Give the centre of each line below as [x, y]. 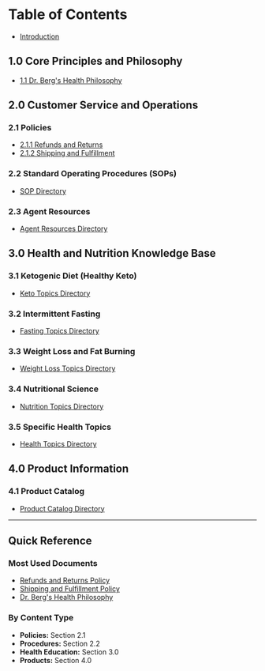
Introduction [39, 36]
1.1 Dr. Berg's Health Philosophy [71, 80]
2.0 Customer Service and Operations [103, 106]
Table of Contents [68, 15]
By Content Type [41, 618]
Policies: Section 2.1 [52, 635]
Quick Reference [50, 540]
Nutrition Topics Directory [62, 406]
